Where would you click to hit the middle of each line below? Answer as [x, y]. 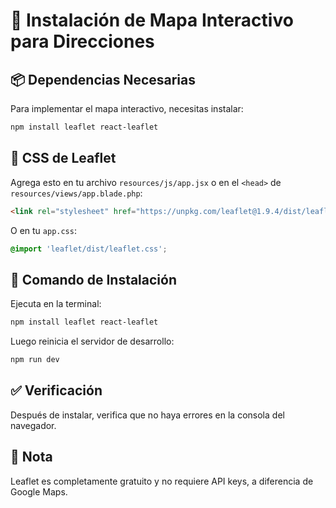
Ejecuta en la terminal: [56, 304]
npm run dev [35, 360]
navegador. [33, 425]
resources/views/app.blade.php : [76, 193]
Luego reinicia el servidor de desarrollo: [92, 341]
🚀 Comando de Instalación [94, 279]
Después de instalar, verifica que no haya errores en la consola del [147, 415]
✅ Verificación [56, 390]
